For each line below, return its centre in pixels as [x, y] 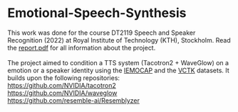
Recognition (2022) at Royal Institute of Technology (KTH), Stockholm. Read [119, 40]
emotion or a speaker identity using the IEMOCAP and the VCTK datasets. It [118, 70]
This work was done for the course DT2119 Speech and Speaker [102, 33]
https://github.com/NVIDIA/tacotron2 [62, 85]
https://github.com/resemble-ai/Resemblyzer [74, 100]
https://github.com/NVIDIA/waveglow [62, 93]
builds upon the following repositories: [63, 78]
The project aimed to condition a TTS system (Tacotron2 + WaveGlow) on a [118, 62]
